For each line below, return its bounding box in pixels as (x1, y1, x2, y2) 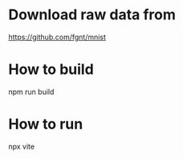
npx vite (8, 141, 35, 151)
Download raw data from (8, 6, 177, 24)
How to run (8, 115, 83, 133)
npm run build (8, 87, 55, 96)
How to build (8, 60, 94, 79)
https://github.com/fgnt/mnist (8, 32, 107, 42)
